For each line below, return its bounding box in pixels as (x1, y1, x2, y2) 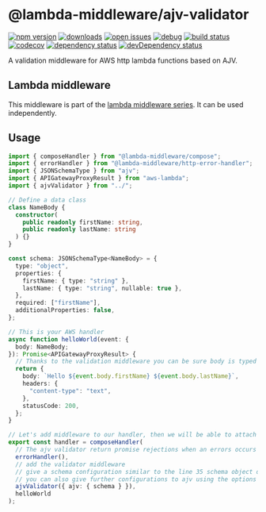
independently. (8, 108, 57, 117)
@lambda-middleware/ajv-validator (8, 6, 249, 24)
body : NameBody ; (15, 343, 69, 351)
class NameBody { (8, 203, 66, 211)
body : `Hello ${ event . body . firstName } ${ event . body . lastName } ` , (22, 372, 239, 380)
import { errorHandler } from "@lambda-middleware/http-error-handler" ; (8, 160, 253, 167)
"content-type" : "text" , (28, 387, 112, 395)
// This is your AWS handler (8, 328, 104, 336)
